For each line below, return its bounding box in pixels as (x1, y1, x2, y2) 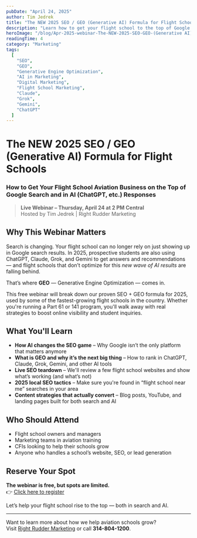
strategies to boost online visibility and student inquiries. (6, 309, 142, 316)
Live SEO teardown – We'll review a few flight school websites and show (14, 367, 191, 374)
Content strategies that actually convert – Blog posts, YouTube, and (14, 391, 182, 399)
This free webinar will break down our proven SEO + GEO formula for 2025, (6, 290, 188, 297)
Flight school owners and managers (14, 431, 101, 438)
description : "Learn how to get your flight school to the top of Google (6, 25, 191, 31)
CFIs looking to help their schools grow (14, 443, 110, 450)
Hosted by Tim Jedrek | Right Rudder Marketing (20, 210, 136, 217)
